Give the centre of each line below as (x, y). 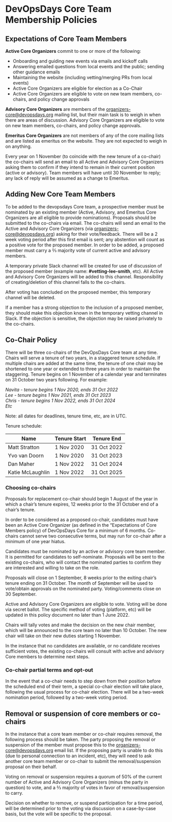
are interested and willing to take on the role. (52, 567)
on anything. (18, 146)
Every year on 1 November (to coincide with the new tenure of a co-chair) (83, 156)
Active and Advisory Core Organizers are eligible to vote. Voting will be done (86, 604)
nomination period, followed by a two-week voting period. (66, 697)
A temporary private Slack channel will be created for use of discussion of (84, 265)
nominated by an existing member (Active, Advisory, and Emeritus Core (81, 212)
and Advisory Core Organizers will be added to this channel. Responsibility (84, 276)
